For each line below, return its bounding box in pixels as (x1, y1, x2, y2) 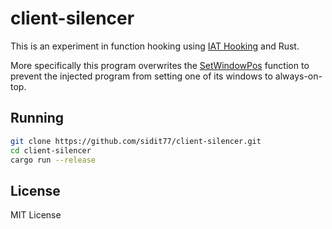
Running (10, 110, 65, 127)
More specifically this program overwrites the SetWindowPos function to (10, 59, 310, 71)
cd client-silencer (10, 145, 92, 156)
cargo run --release (10, 155, 97, 165)
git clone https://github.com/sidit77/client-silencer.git (10, 136, 262, 146)
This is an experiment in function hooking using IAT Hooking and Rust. (10, 40, 300, 52)
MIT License (10, 209, 62, 221)
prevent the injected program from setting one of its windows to (10, 70, 273, 82)
